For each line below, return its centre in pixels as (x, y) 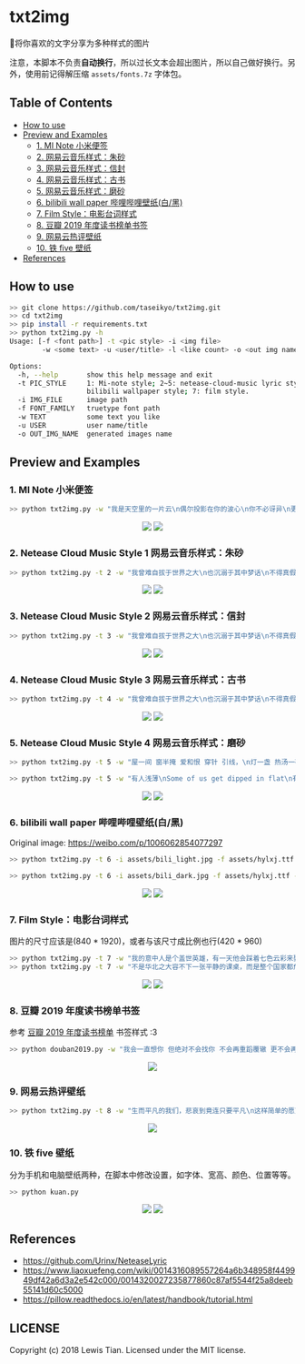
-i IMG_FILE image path (73, 400)
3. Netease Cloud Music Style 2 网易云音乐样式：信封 (128, 616)
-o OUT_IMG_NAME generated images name (95, 434)
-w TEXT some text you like (89, 417)
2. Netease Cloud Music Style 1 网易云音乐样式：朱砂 (127, 553)
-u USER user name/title (83, 425)
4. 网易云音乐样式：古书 (81, 179)
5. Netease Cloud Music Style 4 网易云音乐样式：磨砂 (128, 743)
